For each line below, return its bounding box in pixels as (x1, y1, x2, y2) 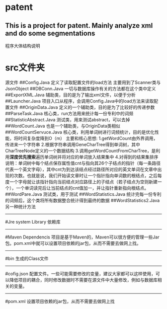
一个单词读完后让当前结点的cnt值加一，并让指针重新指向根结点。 (15, 185, 149, 191)
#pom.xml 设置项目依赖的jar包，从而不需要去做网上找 (5, 298, 115, 304)
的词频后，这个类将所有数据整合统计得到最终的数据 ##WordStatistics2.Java (5, 197, 160, 203)
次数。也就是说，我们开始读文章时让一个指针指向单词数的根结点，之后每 (13, 172, 162, 178)
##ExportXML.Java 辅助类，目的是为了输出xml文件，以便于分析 (5, 91, 136, 98)
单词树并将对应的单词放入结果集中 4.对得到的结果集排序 (44, 154, 159, 160)
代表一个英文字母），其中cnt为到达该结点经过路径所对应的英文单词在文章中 (5, 166, 158, 172)
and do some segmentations (5, 29, 95, 37)
